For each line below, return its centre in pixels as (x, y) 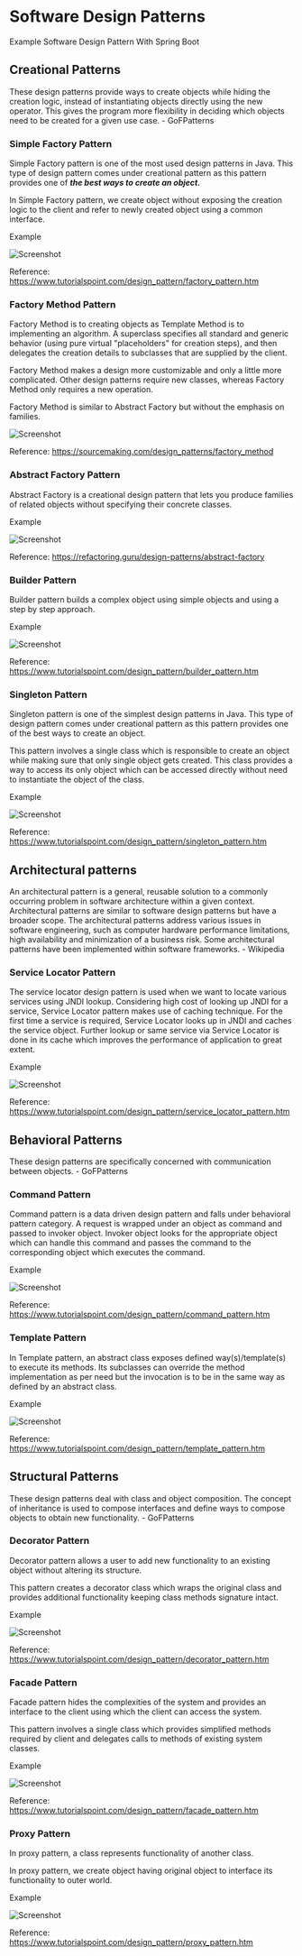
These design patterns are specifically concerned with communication (141, 1162)
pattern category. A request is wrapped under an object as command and (146, 1224)
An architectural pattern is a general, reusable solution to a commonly (139, 892)
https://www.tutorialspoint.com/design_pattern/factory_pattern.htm (134, 281)
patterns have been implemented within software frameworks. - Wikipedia (147, 950)
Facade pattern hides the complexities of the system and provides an (138, 1703)
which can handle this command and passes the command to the (130, 1243)
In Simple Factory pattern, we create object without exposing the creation (146, 200)
